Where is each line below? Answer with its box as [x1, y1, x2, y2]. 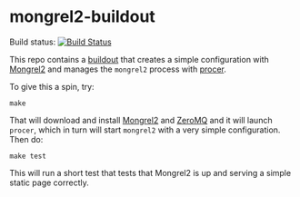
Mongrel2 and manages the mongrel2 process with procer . [9, 64, 227, 74]
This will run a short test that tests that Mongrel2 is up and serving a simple [9, 167, 292, 178]
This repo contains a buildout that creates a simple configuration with [9, 54, 270, 64]
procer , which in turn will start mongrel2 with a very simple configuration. [9, 124, 281, 135]
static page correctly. [9, 177, 89, 188]
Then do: [9, 133, 44, 144]
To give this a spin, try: [9, 81, 95, 92]
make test [9, 152, 47, 161]
